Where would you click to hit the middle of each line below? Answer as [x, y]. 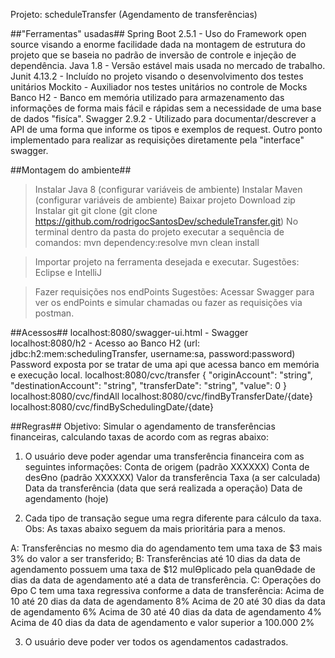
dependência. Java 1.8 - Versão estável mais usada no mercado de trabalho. [168, 65]
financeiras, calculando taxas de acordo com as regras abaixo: [139, 437]
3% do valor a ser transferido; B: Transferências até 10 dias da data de [155, 558]
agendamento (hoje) [66, 498]
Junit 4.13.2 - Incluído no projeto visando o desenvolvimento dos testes [157, 76]
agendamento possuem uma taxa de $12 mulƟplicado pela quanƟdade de [163, 569]
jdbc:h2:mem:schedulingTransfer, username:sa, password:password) [153, 353]
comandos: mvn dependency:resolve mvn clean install [147, 242]
